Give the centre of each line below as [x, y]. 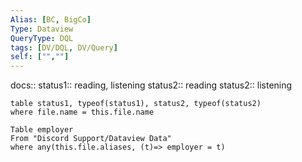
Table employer [42, 130]
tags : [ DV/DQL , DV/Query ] [64, 47]
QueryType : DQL [42, 38]
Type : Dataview [42, 29]
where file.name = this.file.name [82, 112]
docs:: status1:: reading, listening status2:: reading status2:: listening [151, 85]
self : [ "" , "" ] [40, 57]
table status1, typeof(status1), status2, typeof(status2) [136, 104]
